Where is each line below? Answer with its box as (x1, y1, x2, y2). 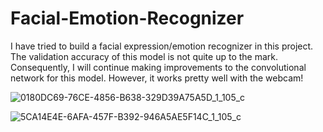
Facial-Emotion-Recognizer (10, 7, 245, 30)
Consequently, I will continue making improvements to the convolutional (10, 61, 307, 73)
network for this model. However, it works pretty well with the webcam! (10, 72, 304, 84)
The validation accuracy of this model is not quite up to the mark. (10, 50, 279, 62)
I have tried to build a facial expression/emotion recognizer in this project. (10, 40, 314, 52)
